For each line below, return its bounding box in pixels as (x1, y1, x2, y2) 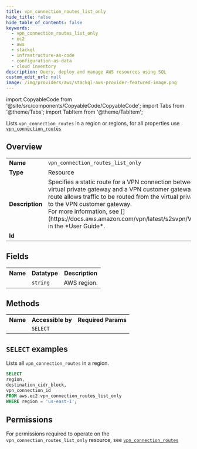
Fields (6, 251, 29, 262)
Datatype (31, 269, 59, 277)
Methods (6, 298, 40, 309)
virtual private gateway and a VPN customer (47, 185, 169, 193)
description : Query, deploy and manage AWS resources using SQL (6, 69, 167, 75)
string (31, 279, 50, 286)
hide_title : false (6, 14, 51, 20)
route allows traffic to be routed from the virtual (47, 192, 178, 201)
